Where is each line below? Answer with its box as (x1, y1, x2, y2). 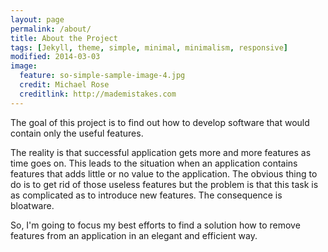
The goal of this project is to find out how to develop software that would (10, 116, 310, 128)
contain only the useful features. (10, 127, 144, 139)
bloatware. (10, 199, 55, 211)
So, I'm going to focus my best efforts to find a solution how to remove (10, 219, 301, 231)
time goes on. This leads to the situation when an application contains (10, 157, 298, 169)
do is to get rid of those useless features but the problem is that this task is (10, 178, 319, 190)
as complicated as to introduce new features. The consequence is (10, 189, 283, 201)
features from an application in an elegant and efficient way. (10, 229, 258, 241)
